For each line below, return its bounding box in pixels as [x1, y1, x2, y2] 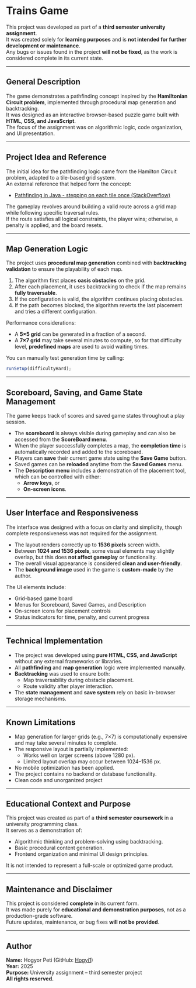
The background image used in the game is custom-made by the [14, 566, 173, 573]
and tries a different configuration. [14, 308, 97, 315]
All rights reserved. [6, 975, 54, 982]
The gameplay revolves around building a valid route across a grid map [6, 203, 177, 210]
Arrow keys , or [23, 480, 60, 487]
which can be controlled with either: [14, 473, 101, 480]
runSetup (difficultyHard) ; [6, 366, 72, 372]
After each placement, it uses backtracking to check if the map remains [14, 283, 187, 290]
